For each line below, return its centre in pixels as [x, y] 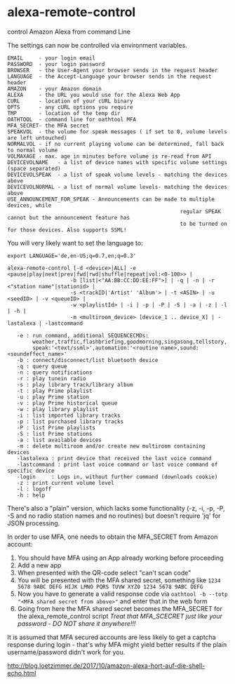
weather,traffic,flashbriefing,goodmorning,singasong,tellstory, [130, 342]
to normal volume [33, 150]
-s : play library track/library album [75, 384]
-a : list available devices [59, 440]
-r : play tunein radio [51, 378]
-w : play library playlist [58, 409]
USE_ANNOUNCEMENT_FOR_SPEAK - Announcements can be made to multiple [111, 199]
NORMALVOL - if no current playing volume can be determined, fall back [116, 144]
